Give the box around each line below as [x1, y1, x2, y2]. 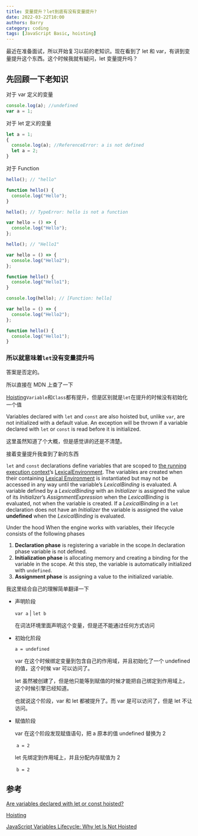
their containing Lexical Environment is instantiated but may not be [6, 475, 168, 482]
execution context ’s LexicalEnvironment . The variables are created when [6, 468, 183, 475]
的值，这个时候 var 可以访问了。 [14, 664, 93, 672]
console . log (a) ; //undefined [6, 102, 78, 108]
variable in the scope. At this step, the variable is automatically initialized [14, 560, 191, 567]
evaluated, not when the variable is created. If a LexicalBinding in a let [6, 499, 178, 506]
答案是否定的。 [6, 368, 43, 376]
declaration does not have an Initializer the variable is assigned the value [6, 506, 183, 513]
